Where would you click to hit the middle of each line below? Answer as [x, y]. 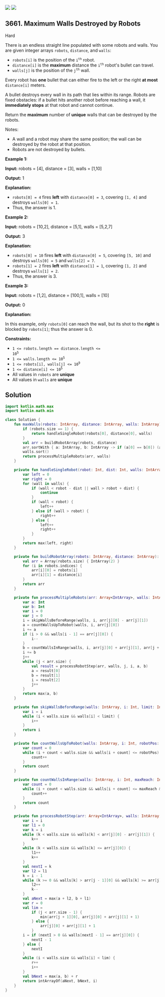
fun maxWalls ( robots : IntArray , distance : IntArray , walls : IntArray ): [89, 424]
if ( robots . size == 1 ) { [48, 429]
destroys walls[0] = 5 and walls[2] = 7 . [54, 260]
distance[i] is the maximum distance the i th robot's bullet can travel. [83, 65]
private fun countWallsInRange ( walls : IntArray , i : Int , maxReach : [84, 780]
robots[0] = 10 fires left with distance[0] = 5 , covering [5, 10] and [82, 255]
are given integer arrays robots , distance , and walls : [58, 50]
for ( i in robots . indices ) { [53, 566]
